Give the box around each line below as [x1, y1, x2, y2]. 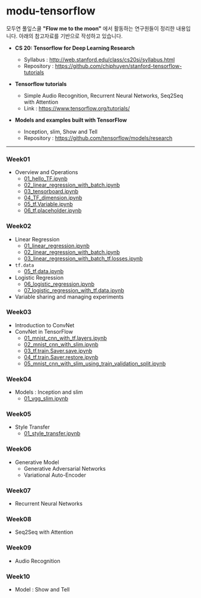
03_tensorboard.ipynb [23, 188, 79, 195]
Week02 [6, 222, 32, 231]
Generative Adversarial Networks [23, 465, 106, 472]
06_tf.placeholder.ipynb [23, 207, 82, 214]
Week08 [6, 515, 32, 523]
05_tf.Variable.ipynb [23, 201, 73, 208]
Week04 [6, 375, 32, 383]
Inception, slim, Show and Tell [23, 128, 98, 135]
